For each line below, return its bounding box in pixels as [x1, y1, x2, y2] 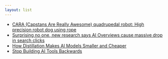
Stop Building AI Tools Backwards [12, 48, 82, 54]
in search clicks [12, 37, 45, 43]
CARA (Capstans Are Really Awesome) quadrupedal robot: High [12, 21, 144, 27]
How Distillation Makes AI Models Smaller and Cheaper [12, 42, 127, 48]
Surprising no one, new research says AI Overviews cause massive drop [12, 32, 163, 38]
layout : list [5, 7, 32, 13]
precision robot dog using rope [12, 26, 77, 33]
